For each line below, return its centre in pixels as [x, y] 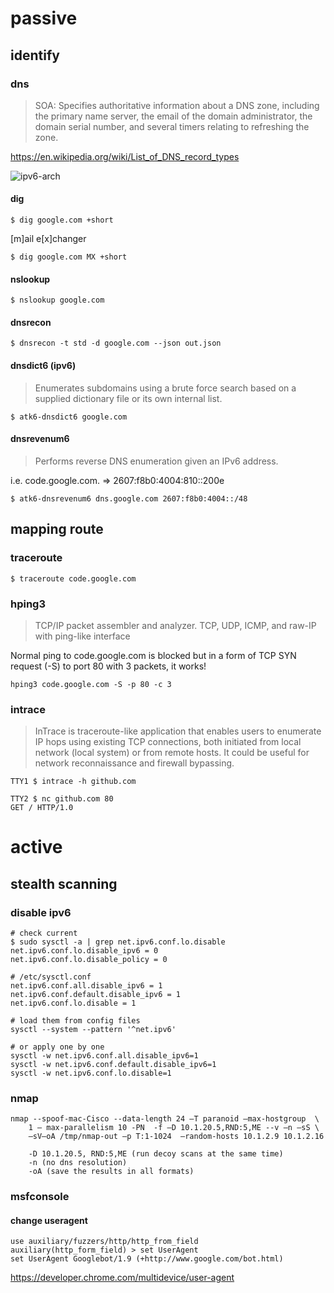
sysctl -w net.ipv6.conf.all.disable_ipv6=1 [104, 1056]
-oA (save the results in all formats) [111, 1172]
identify [35, 55]
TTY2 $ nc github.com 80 [62, 799]
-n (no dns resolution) [78, 1163]
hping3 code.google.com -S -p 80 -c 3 [91, 684]
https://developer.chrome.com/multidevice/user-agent [122, 1278]
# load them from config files [75, 1021]
